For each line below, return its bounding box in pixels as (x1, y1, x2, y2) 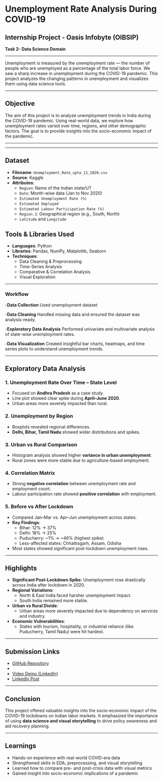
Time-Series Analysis (19, 264, 62, 270)
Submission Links (5, 647, 60, 656)
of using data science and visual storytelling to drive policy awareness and (5, 718, 157, 724)
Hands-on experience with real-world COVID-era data (12, 755, 120, 761)
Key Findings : (12, 519, 40, 525)
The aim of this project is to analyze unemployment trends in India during (5, 112, 151, 118)
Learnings (5, 742, 36, 750)
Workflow (5, 291, 29, 298)
